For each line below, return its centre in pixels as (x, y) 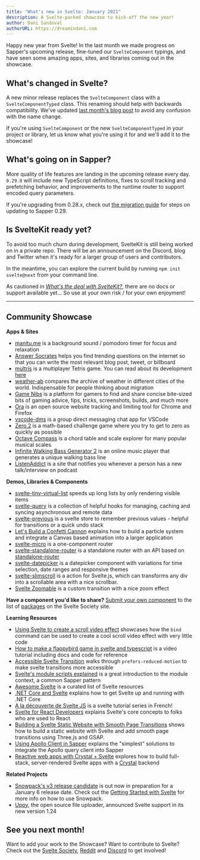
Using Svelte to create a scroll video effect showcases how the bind (98, 629)
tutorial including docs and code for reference (71, 655)
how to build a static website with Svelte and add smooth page (92, 731)
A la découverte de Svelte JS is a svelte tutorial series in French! (93, 705)
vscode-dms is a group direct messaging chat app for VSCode (91, 419)
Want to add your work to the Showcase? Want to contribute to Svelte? (93, 844)
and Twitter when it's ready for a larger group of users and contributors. (94, 257)
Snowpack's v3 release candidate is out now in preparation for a (94, 785)
